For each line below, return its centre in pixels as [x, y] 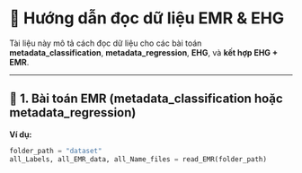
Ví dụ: [21, 134]
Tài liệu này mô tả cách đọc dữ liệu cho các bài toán [106, 43]
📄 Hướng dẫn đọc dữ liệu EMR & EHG [147, 18]
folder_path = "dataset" [56, 151]
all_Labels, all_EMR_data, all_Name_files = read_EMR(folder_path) [138, 159]
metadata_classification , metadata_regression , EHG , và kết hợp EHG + [144, 52]
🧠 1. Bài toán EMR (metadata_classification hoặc [146, 99]
